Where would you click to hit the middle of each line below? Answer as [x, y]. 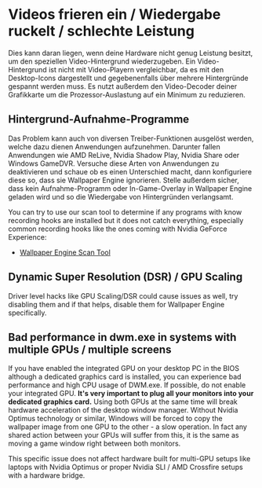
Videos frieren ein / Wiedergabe [115, 15]
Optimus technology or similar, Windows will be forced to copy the [115, 419]
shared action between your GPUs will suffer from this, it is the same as [124, 435]
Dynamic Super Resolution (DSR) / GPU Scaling [126, 277]
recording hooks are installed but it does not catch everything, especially [126, 220]
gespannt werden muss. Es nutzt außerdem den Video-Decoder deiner [123, 86]
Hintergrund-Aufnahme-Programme [99, 119]
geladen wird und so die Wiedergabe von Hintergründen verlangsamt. [121, 196]
